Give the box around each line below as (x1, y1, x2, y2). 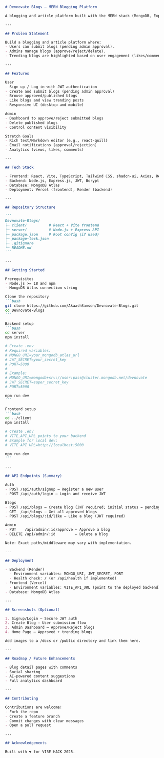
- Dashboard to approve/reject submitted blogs (5, 116, 104, 120)
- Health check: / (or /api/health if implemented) (9, 576, 117, 581)
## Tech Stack (5, 165, 34, 170)
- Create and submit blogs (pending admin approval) (5, 89, 115, 94)
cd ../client (5, 416, 32, 420)
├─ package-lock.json (5, 237, 49, 241)
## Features (5, 71, 29, 76)
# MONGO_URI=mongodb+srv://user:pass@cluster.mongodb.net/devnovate (5, 376, 147, 380)
